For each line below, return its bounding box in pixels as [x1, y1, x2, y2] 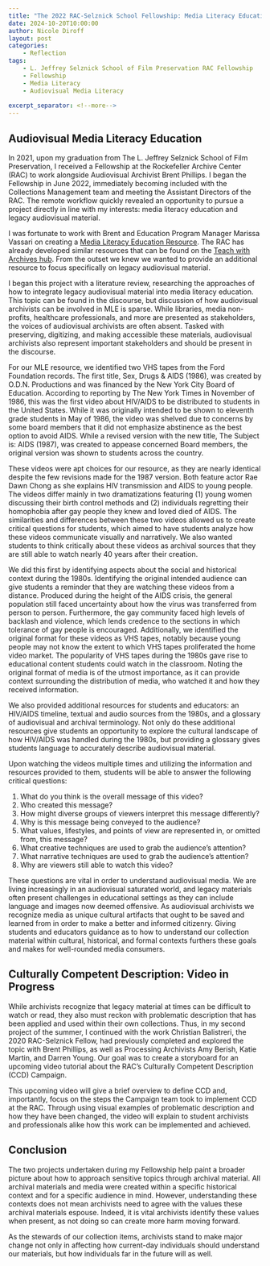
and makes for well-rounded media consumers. [8, 944, 166, 953]
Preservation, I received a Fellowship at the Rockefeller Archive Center [8, 161, 242, 171]
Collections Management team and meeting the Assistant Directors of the [8, 187, 252, 197]
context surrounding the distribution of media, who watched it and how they [8, 676, 260, 686]
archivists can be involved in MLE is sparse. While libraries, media [8, 304, 227, 313]
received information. [8, 684, 80, 694]
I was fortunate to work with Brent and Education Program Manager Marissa [8, 228, 260, 238]
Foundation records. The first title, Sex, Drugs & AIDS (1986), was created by [8, 371, 262, 380]
